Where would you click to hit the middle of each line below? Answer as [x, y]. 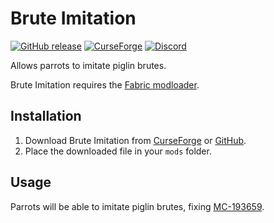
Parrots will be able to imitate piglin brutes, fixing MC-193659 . [137, 206]
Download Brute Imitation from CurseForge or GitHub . [135, 140]
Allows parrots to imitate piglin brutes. [88, 65]
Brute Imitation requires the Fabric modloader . [105, 84]
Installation [46, 116]
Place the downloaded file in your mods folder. [118, 151]
